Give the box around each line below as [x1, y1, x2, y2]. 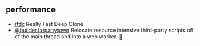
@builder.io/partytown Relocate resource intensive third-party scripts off [14, 27, 194, 34]
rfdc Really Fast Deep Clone [14, 20, 84, 27]
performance [5, 5, 56, 15]
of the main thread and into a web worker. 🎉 [14, 32, 123, 40]
